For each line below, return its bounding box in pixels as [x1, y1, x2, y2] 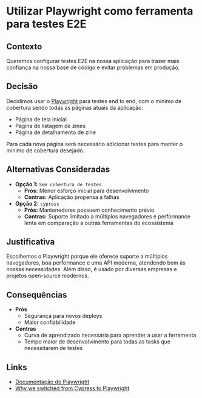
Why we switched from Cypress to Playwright [15, 385, 130, 392]
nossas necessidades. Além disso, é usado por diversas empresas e [6, 266, 177, 273]
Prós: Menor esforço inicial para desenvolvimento [24, 187, 149, 194]
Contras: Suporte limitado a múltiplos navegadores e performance [24, 212, 191, 220]
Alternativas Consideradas [6, 164, 110, 175]
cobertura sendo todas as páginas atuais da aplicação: [6, 104, 144, 111]
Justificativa [6, 237, 55, 247]
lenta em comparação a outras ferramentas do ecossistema [24, 219, 174, 226]
